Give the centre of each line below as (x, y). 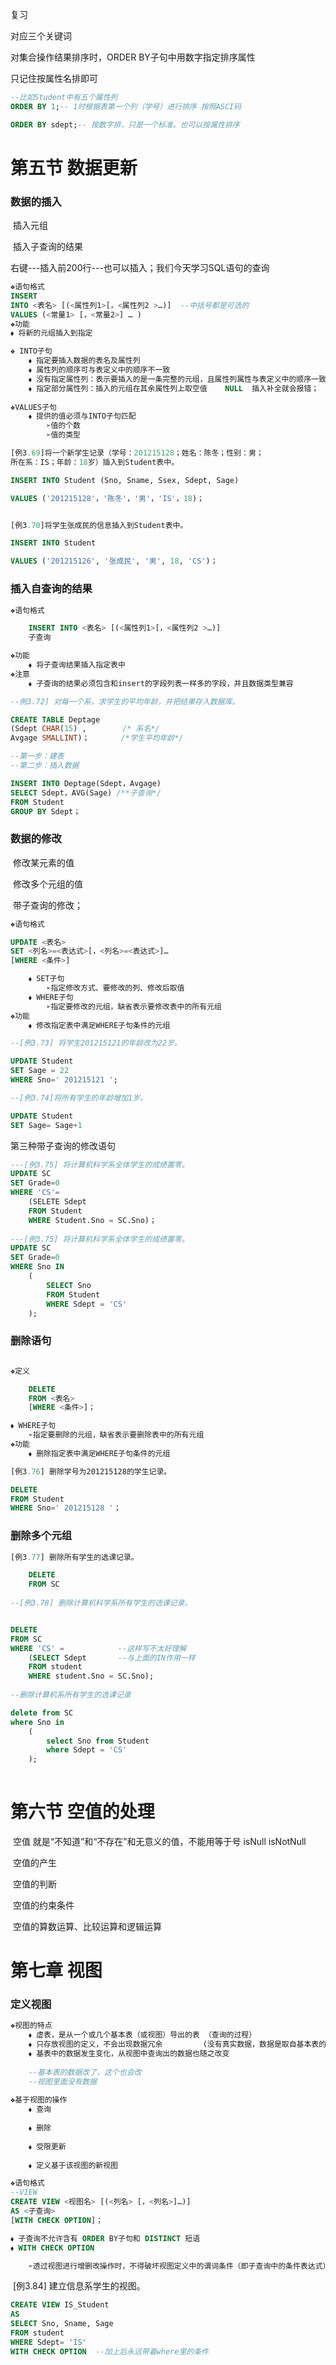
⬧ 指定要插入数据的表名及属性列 (84, 361)
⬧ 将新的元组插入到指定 (51, 333)
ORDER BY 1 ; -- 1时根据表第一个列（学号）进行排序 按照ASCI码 (126, 106)
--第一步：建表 (37, 756)
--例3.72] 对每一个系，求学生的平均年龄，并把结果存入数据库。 (125, 701)
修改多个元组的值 (47, 884)
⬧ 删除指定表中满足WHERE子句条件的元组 (99, 1453)
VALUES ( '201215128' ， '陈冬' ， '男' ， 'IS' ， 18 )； (107, 498)
